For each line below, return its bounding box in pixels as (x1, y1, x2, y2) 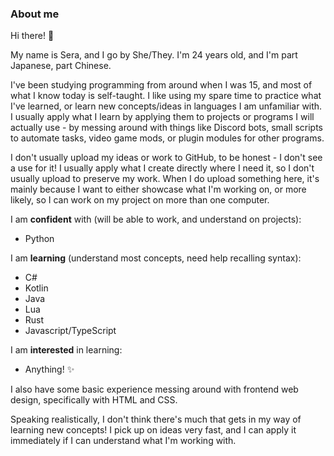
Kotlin (24, 282, 49, 294)
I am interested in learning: (10, 344, 123, 356)
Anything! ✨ (24, 363, 75, 376)
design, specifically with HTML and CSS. (10, 394, 178, 406)
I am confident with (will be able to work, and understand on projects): (10, 213, 302, 226)
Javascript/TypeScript (24, 325, 117, 337)
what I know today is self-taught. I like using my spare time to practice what (10, 90, 322, 102)
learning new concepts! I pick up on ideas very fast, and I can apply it (10, 424, 297, 436)
